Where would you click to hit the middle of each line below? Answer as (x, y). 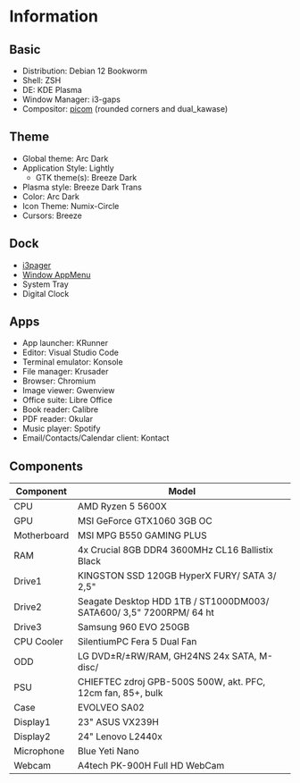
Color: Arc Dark (51, 196)
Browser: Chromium (59, 381)
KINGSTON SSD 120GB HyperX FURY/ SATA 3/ (177, 576)
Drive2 (28, 607)
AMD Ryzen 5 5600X (122, 507)
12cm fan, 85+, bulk (120, 693)
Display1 (32, 722)
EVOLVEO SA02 (111, 708)
